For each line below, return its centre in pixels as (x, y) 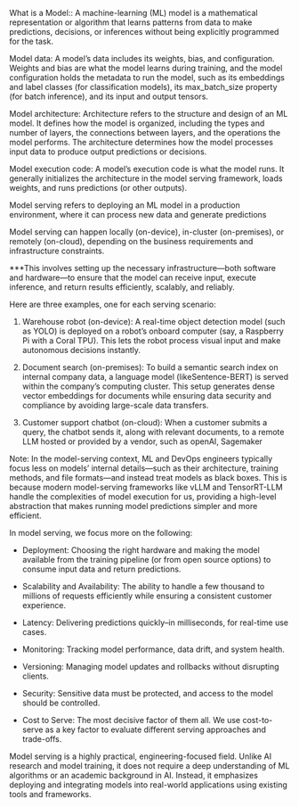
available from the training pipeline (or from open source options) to (146, 560)
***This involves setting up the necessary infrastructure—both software (142, 268)
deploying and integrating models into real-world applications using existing (148, 785)
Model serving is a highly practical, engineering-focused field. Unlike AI (141, 756)
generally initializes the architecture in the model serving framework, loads (146, 178)
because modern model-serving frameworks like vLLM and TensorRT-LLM (146, 487)
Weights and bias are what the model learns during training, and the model (146, 68)
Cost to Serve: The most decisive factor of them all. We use (131, 720)
